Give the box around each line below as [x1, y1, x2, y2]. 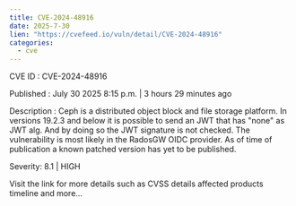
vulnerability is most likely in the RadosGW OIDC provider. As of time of [9, 134, 273, 145]
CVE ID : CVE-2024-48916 [9, 71, 108, 82]
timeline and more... [9, 188, 83, 199]
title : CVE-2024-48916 [9, 13, 94, 22]
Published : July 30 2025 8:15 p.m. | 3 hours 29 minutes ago [9, 89, 232, 99]
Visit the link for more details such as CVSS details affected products [9, 178, 264, 189]
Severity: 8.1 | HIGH [9, 161, 81, 172]
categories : [9, 38, 54, 47]
